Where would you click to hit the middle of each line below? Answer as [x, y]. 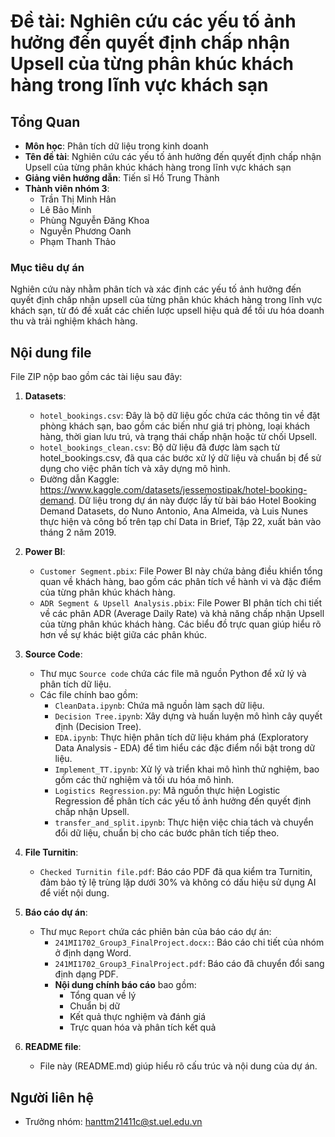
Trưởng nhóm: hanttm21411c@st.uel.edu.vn [113, 1121]
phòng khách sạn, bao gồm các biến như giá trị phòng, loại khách [175, 426]
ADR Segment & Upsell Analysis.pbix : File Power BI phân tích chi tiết [180, 603]
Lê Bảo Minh [65, 209]
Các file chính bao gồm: [89, 695]
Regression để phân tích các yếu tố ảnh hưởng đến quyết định [183, 801]
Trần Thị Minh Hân [78, 199]
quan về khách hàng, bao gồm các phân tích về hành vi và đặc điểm [180, 582]
